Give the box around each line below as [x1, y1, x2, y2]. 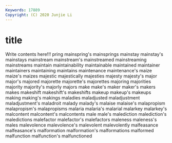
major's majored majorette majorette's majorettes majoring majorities [5, 78, 151, 85]
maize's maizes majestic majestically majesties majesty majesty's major [5, 73, 158, 79]
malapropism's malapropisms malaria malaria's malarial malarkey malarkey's [5, 106, 167, 112]
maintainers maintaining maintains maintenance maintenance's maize [5, 68, 152, 74]
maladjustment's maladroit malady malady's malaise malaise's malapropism [5, 100, 165, 107]
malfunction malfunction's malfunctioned [5, 133, 92, 139]
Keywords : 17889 [5, 7, 40, 13]
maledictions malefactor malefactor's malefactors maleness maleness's [5, 116, 157, 123]
